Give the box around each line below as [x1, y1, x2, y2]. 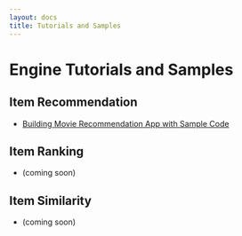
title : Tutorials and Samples [9, 21, 122, 30]
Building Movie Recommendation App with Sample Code [21, 118, 230, 129]
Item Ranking [9, 144, 85, 159]
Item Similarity [9, 193, 92, 208]
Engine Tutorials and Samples [9, 59, 234, 80]
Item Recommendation [9, 95, 138, 110]
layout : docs [9, 12, 58, 22]
